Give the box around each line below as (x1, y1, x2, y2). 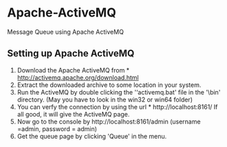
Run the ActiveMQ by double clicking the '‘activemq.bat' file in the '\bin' (17, 88, 221, 96)
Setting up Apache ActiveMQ (7, 48, 135, 59)
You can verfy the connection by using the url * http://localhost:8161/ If (17, 102, 218, 111)
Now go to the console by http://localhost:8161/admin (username (17, 117, 201, 126)
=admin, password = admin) (17, 124, 98, 133)
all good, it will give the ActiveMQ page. (17, 110, 130, 118)
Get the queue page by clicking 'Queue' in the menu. (17, 132, 167, 140)
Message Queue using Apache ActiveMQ (7, 28, 124, 36)
